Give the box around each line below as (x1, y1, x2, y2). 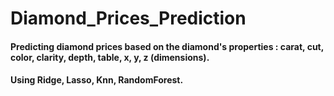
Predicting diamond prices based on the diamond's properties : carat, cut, (10, 40, 324, 52)
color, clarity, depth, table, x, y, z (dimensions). (10, 51, 210, 63)
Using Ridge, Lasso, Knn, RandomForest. (10, 74, 184, 86)
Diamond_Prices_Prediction (10, 7, 247, 30)
